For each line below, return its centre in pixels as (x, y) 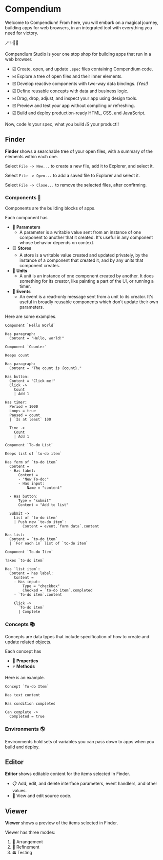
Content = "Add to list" (43, 505)
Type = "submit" (34, 501)
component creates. (40, 266)
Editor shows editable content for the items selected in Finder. (68, 774)
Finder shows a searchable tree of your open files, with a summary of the (79, 151)
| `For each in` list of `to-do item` (49, 544)
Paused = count (25, 415)
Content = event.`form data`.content (61, 526)
